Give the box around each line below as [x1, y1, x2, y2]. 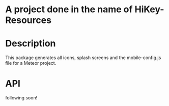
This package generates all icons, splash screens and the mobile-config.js [5, 55, 161, 61]
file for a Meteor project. [5, 60, 57, 66]
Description [5, 38, 56, 49]
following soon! [5, 95, 38, 101]
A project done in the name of [5, 4, 133, 15]
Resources [5, 14, 52, 26]
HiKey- [134, 4, 164, 15]
